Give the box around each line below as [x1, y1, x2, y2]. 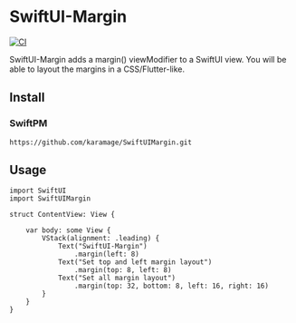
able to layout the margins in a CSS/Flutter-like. [9, 64, 186, 74]
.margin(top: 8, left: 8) [73, 266, 172, 275]
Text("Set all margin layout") [57, 274, 177, 283]
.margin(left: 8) [73, 250, 140, 259]
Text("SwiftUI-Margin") [57, 242, 148, 251]
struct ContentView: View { [9, 210, 116, 220]
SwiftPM [9, 117, 48, 130]
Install [9, 90, 45, 105]
